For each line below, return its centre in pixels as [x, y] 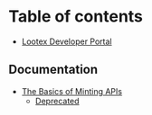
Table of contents [76, 17]
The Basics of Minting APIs [72, 91]
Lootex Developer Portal [66, 41]
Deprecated [57, 101]
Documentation [53, 70]
